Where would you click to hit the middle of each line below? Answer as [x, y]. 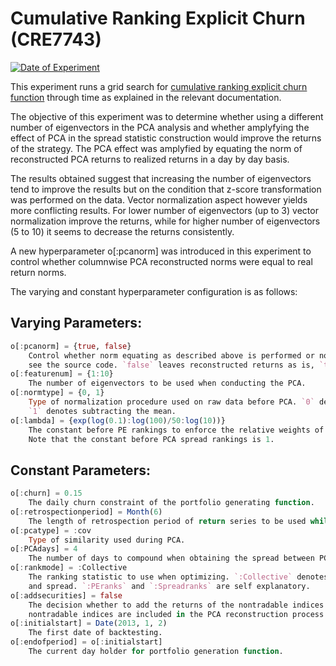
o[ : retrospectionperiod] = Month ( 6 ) [86, 512]
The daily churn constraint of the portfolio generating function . [171, 503]
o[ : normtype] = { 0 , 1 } [57, 393]
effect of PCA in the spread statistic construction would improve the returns [166, 138]
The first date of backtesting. [95, 633]
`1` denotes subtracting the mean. [102, 411]
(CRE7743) [56, 39]
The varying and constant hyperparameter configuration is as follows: [154, 291]
